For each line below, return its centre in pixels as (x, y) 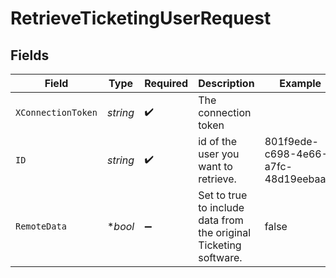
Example (300, 83)
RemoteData (41, 226)
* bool (120, 226)
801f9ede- (291, 141)
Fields (30, 55)
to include (221, 207)
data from (221, 220)
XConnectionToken (56, 112)
